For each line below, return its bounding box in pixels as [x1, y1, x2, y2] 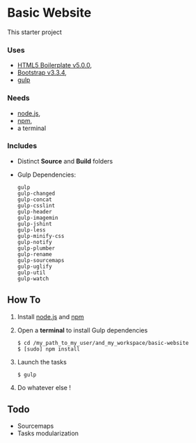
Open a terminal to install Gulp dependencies [17, 325, 148, 335]
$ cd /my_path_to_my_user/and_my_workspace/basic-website [17, 339, 189, 346]
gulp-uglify [17, 263, 52, 270]
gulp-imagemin [17, 214, 58, 221]
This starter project [7, 28, 63, 36]
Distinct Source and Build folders [17, 156, 113, 165]
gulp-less [17, 226, 47, 234]
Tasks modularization [17, 429, 79, 437]
